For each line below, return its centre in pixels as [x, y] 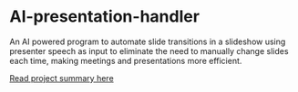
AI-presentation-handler [105, 17]
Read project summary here [62, 78]
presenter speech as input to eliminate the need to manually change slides [149, 51]
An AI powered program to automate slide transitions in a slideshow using [148, 41]
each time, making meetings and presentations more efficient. [126, 60]
